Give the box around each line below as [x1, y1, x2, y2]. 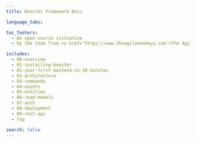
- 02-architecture [11, 72, 57, 79]
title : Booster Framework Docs [6, 8, 83, 15]
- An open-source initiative [11, 35, 83, 41]
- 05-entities [11, 89, 46, 95]
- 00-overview [11, 57, 46, 63]
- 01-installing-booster [11, 62, 72, 68]
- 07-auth [11, 100, 35, 106]
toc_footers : [6, 30, 38, 36]
